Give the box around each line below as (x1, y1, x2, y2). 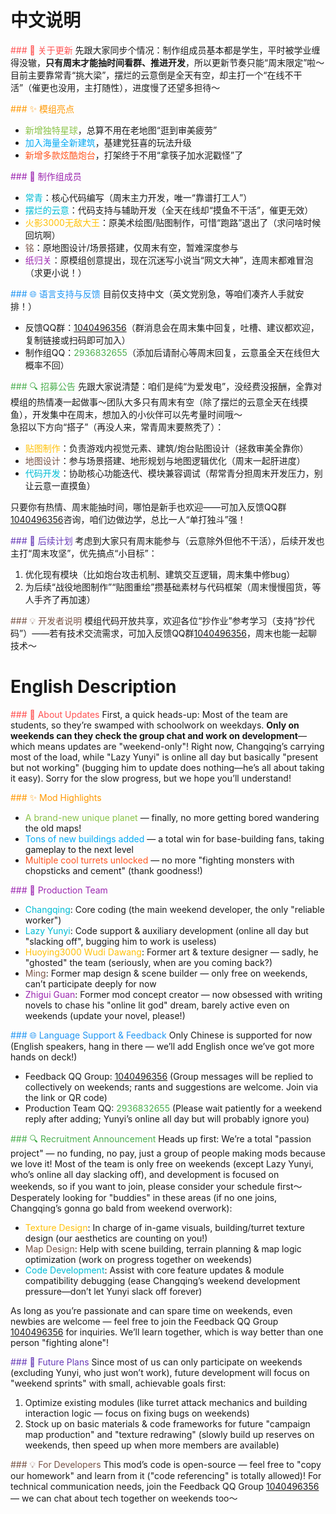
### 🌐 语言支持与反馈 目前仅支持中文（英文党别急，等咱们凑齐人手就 (10, 287, 296, 300)
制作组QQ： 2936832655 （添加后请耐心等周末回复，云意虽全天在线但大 (24, 346, 320, 358)
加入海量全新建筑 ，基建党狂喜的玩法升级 (24, 136, 192, 148)
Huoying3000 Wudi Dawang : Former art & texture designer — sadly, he (24, 946, 319, 958)
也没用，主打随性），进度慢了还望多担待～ (49, 81, 221, 93)
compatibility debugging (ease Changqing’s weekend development (24, 1274, 301, 1286)
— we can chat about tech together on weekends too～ (10, 1492, 238, 1504)
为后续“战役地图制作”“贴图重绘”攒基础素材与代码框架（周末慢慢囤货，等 (24, 581, 322, 593)
